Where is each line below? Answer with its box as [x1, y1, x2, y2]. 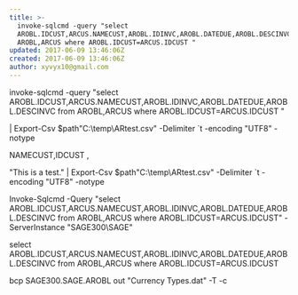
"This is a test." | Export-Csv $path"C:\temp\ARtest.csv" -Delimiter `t [9, 166, 260, 178]
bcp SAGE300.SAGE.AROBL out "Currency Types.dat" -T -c [9, 275, 228, 285]
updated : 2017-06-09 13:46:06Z [9, 46, 125, 55]
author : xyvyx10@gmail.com [9, 63, 109, 72]
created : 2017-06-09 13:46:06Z [9, 54, 125, 63]
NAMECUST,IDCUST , [9, 149, 90, 160]
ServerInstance [9, 221, 66, 232]
